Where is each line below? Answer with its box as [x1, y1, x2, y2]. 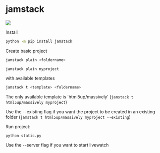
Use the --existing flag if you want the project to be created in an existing [5, 108, 156, 115]
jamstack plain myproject [5, 66, 59, 72]
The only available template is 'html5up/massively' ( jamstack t [5, 93, 134, 100]
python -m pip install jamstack [5, 39, 72, 44]
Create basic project [5, 48, 48, 54]
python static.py [5, 133, 42, 138]
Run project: [5, 123, 31, 130]
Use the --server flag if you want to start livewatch [5, 142, 109, 148]
